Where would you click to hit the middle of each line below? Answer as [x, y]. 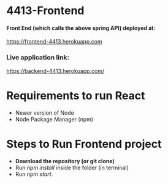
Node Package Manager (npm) [54, 119]
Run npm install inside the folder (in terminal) [72, 167]
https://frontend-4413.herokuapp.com [54, 42]
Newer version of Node [45, 113]
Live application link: [38, 58]
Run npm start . [34, 174]
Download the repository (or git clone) [65, 161]
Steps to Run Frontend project [84, 144]
